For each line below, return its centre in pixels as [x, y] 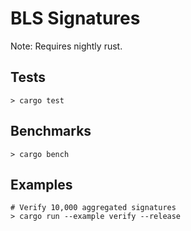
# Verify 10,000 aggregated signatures [93, 208]
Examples [41, 184]
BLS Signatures [75, 18]
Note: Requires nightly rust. [66, 46]
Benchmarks [51, 131]
